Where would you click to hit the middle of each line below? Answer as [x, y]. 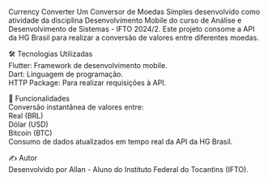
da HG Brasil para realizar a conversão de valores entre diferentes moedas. [134, 37]
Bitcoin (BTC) [30, 133]
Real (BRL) [26, 116]
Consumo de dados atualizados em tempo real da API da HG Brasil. [121, 142]
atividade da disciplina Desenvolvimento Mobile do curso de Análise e [125, 20]
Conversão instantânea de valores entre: [76, 107]
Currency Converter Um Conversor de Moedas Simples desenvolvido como [134, 12]
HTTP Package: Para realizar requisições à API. [87, 83]
